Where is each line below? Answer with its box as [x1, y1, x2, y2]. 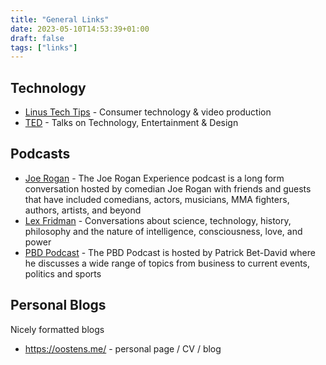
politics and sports [24, 267, 102, 280]
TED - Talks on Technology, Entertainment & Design [24, 117, 239, 129]
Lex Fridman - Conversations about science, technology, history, [24, 214, 292, 226]
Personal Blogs [10, 297, 107, 314]
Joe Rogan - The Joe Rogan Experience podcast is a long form [24, 172, 285, 184]
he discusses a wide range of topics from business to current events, [24, 257, 311, 269]
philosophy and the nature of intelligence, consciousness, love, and [24, 225, 303, 237]
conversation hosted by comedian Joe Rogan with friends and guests [24, 182, 312, 195]
